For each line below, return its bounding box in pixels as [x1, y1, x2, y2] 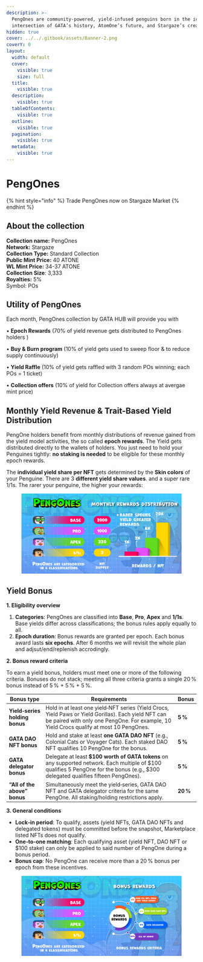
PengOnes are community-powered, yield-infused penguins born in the [11, 16, 190, 22]
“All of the [8, 780, 35, 788]
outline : [11, 118, 34, 124]
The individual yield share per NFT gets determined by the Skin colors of [6, 469, 190, 476]
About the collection [6, 221, 85, 231]
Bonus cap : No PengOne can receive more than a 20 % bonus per [14, 857, 180, 865]
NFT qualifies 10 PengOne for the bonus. [45, 745, 148, 752]
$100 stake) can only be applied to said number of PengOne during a [14, 845, 187, 852]
